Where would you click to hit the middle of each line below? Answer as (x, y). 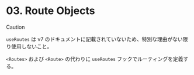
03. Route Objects (51, 11)
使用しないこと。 (32, 46)
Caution (15, 27)
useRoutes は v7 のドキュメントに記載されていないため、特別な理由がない (94, 39)
